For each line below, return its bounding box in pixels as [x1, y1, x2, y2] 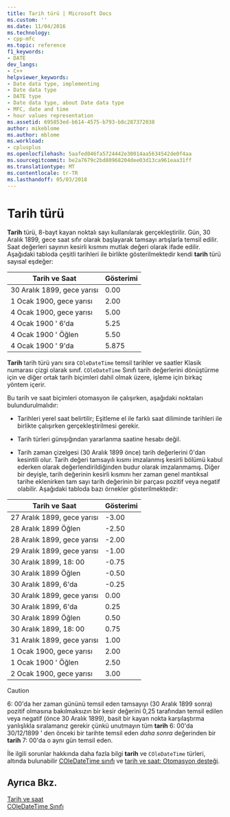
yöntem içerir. [7, 380, 46, 389]
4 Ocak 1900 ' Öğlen [10, 330, 79, 340]
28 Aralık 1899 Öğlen [10, 524, 81, 533]
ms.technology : [7, 29, 51, 36]
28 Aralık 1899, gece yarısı [10, 535, 99, 544]
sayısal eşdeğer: [7, 257, 54, 266]
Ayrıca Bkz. [7, 776, 58, 788]
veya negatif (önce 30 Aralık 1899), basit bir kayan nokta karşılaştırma [7, 715, 205, 723]
